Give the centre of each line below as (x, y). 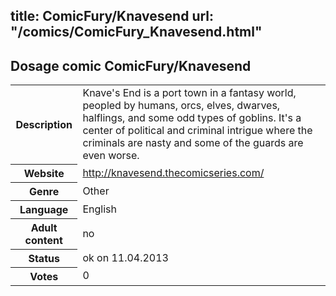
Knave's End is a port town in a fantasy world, (189, 93)
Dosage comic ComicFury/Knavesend (131, 65)
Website (44, 173)
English (99, 209)
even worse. (111, 156)
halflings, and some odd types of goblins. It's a (192, 118)
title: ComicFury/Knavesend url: (112, 16)
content (43, 240)
